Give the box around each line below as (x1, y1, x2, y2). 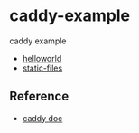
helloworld (22, 52, 62, 63)
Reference (9, 89, 69, 104)
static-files (22, 62, 63, 73)
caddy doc (22, 112, 63, 123)
